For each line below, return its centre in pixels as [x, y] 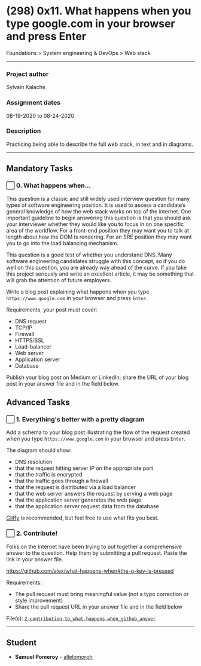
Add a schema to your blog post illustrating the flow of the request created [98, 432]
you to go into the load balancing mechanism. [62, 243]
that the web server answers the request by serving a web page [94, 494]
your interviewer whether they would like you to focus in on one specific [95, 224]
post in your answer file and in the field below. [63, 383]
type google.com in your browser [91, 24]
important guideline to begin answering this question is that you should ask [99, 218]
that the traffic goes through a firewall [62, 481]
